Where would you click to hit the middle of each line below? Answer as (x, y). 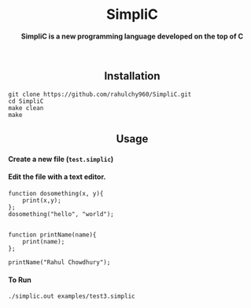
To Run (20, 280)
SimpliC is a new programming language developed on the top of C (132, 36)
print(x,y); (42, 200)
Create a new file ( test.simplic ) (61, 159)
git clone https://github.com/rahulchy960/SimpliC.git (100, 94)
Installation (132, 76)
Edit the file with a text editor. (57, 177)
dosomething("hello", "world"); (61, 214)
